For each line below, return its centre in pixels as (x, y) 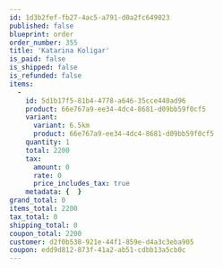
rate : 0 (47, 175)
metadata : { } (54, 192)
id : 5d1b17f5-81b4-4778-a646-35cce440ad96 (106, 100)
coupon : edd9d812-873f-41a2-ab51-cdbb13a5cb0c (98, 250)
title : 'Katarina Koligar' (60, 51)
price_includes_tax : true (81, 184)
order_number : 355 (43, 42)
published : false (42, 26)
